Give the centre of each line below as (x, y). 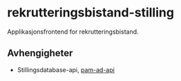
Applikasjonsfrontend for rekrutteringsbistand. (73, 32)
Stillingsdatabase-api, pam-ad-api (66, 69)
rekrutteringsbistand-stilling (91, 13)
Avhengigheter (40, 53)
